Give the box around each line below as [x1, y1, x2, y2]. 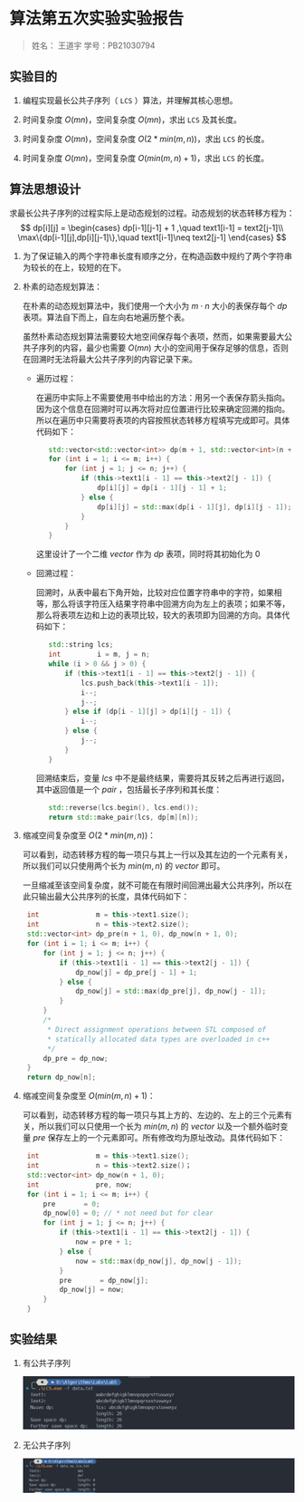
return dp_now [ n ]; [26, 1073, 97, 1083]
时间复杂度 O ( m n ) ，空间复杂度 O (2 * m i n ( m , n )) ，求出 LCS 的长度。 [22, 133, 270, 144]
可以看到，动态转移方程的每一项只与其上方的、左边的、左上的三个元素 [22, 1110, 285, 1121]
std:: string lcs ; [48, 640, 114, 650]
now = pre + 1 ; [75, 1237, 133, 1247]
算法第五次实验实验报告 [9, 8, 185, 29]
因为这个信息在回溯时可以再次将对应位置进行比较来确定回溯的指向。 [35, 403, 290, 414]
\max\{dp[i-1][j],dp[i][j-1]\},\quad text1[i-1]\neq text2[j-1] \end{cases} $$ [17, 232, 287, 243]
